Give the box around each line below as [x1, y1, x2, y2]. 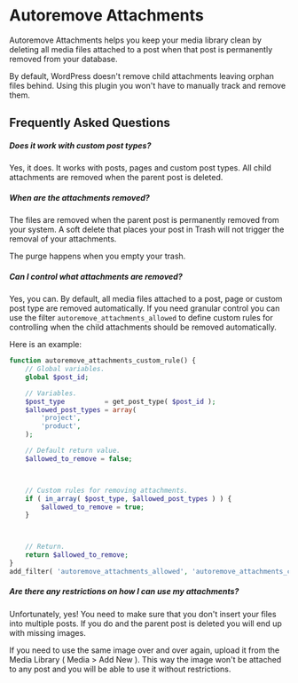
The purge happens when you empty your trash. [9, 250, 186, 262]
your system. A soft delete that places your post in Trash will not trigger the [9, 224, 285, 235]
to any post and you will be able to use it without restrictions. [9, 663, 231, 674]
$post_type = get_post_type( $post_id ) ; [25, 397, 216, 406]
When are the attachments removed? [9, 192, 151, 203]
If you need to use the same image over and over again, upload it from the [9, 645, 280, 655]
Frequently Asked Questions [9, 115, 171, 131]
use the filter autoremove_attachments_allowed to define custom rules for [9, 313, 273, 323]
